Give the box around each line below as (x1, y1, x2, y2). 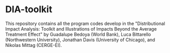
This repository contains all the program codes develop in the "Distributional (5, 20, 165, 26)
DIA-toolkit (5, 4, 52, 15)
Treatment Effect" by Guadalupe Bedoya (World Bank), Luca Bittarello (5, 31, 151, 37)
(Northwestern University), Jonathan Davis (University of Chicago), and (5, 37, 155, 43)
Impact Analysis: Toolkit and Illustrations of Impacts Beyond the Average (5, 25, 157, 32)
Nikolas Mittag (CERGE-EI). (5, 42, 62, 48)
